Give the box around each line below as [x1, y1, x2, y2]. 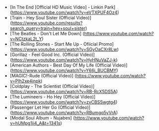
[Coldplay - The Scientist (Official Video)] [9, 83, 95, 89]
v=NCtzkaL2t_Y [9, 36, 42, 42]
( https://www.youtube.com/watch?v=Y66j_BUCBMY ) [9, 67, 118, 73]
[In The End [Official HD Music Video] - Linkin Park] [9, 4, 116, 10]
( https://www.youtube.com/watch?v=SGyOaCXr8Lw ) [9, 47, 119, 52]
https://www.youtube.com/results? [11, 20, 83, 26]
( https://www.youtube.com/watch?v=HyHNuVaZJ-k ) [9, 57, 118, 63]
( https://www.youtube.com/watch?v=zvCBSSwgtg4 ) [9, 99, 118, 105]
